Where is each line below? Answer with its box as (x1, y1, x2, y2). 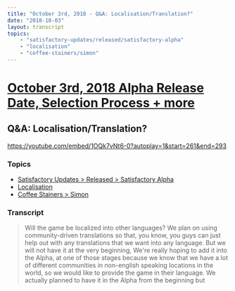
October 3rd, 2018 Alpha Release (7, 80, 204, 96)
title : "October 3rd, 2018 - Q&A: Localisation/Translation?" (7, 10, 193, 18)
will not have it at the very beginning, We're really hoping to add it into (24, 246, 227, 254)
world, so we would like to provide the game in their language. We (24, 268, 216, 277)
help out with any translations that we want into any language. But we (24, 239, 227, 247)
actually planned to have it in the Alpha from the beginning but (24, 276, 205, 285)
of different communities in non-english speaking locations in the (24, 261, 213, 270)
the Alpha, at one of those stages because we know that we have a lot (24, 254, 229, 262)
